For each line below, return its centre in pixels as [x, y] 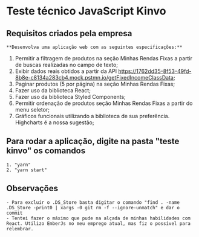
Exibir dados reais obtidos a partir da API [66, 71]
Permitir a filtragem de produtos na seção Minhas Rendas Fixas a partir [103, 58]
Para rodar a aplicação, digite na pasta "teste [93, 141]
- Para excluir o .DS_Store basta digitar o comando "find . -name [93, 202]
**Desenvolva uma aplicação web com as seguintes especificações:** [94, 47]
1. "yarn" [19, 165]
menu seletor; [32, 109]
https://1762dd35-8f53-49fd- [155, 71]
